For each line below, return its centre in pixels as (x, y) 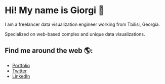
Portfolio (21, 65)
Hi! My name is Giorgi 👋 (54, 10)
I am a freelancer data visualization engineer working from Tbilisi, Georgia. (82, 24)
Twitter (19, 71)
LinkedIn (21, 76)
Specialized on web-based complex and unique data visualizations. (75, 34)
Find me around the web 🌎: (49, 51)
